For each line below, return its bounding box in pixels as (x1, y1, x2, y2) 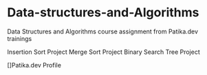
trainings (7, 34, 32, 42)
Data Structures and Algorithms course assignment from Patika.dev (7, 27, 198, 35)
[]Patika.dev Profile (7, 61, 62, 69)
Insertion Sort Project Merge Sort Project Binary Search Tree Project (7, 48, 201, 56)
